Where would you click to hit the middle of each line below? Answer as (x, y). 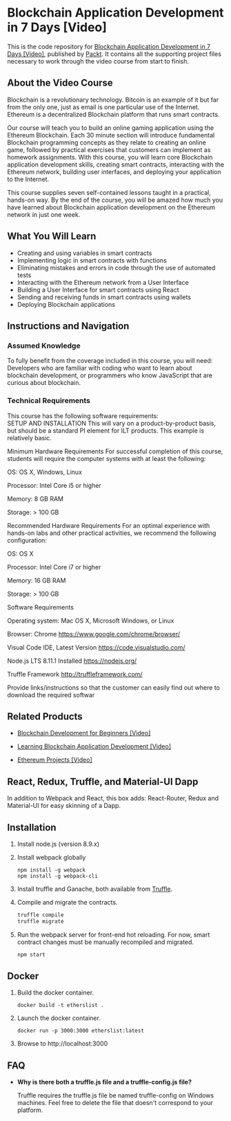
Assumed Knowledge (44, 346)
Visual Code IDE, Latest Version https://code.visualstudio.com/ (96, 647)
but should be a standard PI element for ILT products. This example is (106, 431)
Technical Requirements (49, 401)
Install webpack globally (51, 857)
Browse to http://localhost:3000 (62, 1044)
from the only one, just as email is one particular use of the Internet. (103, 107)
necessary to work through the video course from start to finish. (98, 61)
